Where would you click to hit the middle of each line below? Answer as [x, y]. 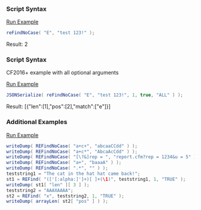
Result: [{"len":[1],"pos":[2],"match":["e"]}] [58, 107]
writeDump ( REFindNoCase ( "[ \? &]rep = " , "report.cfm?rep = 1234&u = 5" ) [101, 157]
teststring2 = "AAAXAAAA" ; [40, 190]
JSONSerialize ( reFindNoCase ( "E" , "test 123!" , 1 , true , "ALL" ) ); [95, 95]
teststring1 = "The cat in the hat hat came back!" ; [73, 174]
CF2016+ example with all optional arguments [63, 73]
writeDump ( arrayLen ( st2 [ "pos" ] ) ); [57, 202]
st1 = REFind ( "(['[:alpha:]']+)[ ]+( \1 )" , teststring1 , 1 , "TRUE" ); [96, 179]
